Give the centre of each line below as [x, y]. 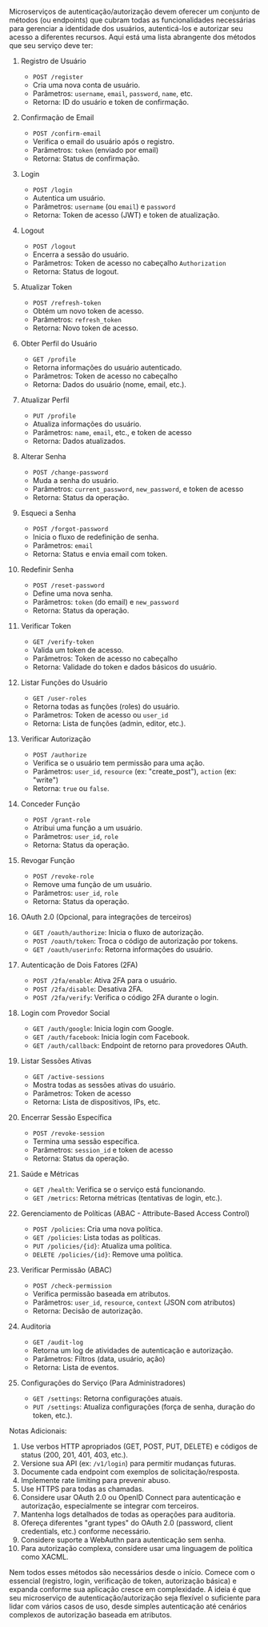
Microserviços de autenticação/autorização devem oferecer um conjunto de [135, 12]
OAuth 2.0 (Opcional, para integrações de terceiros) [106, 917]
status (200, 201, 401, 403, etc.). [74, 1455]
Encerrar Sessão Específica [66, 1117]
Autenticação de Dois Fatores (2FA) [79, 965]
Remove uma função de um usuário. [92, 884]
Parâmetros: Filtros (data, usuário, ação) [99, 1359]
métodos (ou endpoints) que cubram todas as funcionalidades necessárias [132, 20]
